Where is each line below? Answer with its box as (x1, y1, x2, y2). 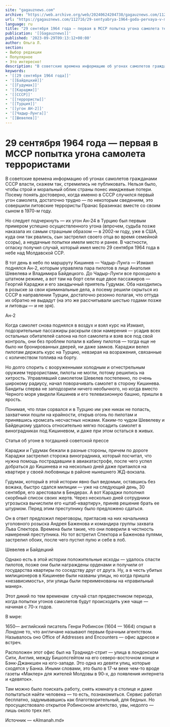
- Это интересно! (5, 59, 42, 64)
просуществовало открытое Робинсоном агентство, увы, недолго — (5, 702, 154, 708)
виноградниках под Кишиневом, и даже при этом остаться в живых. (5, 428, 154, 434)
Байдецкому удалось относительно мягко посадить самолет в (5, 422, 142, 428)
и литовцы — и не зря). (5, 302, 55, 308)
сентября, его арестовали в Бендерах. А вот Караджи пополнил (5, 489, 145, 495)
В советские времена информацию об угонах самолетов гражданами (5, 175, 157, 181)
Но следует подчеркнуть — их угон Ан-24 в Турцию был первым (5, 217, 146, 223)
